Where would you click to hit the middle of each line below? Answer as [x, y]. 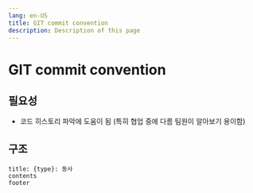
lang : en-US [28, 15]
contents [23, 176]
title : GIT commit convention [58, 23]
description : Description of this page [74, 30]
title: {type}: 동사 [41, 169]
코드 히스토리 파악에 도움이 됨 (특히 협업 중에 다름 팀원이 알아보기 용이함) [132, 122]
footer [19, 183]
